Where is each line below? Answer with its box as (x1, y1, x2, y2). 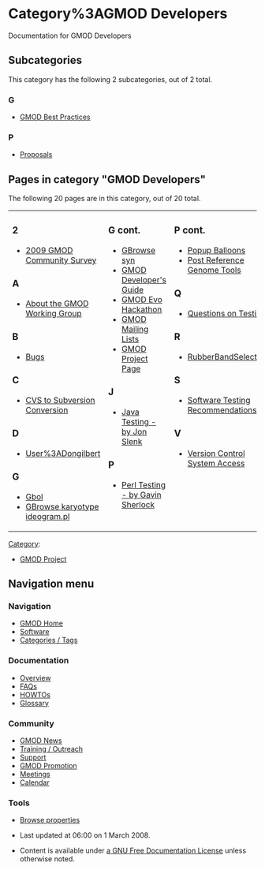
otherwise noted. (19, 854, 75, 864)
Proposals (19, 150, 53, 159)
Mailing (121, 324, 149, 335)
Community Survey (25, 255, 97, 266)
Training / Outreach (19, 744, 84, 753)
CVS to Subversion (25, 394, 96, 405)
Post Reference (187, 255, 244, 266)
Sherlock (121, 498, 155, 510)
